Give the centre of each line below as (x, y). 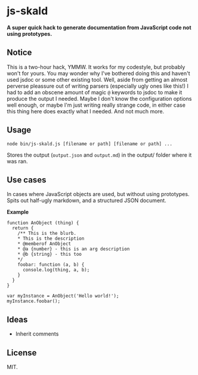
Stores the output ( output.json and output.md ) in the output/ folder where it (99, 155)
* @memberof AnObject (44, 244)
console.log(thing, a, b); (56, 270)
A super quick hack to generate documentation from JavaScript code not (99, 27)
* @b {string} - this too (50, 255)
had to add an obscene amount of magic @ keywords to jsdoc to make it (95, 92)
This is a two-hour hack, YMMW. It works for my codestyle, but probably (96, 67)
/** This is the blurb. (47, 234)
